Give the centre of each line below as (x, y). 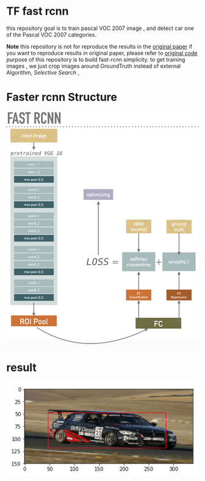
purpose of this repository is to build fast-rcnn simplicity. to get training (96, 59)
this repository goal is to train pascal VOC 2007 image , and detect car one (100, 28)
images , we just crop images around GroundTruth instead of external (94, 66)
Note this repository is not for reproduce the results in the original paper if (99, 46)
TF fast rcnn (38, 11)
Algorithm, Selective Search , (43, 72)
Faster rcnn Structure (62, 97)
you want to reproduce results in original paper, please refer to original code (102, 53)
